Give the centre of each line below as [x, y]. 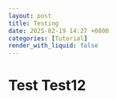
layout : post [30, 16]
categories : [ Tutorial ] [48, 38]
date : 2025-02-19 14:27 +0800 [59, 31]
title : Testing [34, 23]
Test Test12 [47, 86]
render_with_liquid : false [53, 46]
